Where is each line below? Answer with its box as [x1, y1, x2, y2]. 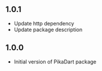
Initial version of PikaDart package [13, 58, 97, 65]
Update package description [13, 26, 83, 33]
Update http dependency [13, 20, 75, 27]
